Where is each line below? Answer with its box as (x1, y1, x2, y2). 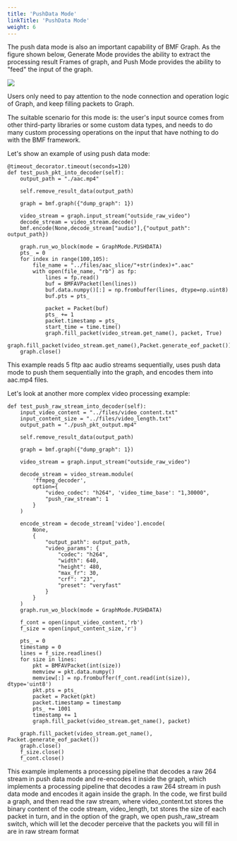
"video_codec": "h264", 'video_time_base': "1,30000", (44, 490, 210, 497)
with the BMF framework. (7, 135, 81, 145)
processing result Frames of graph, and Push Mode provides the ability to (7, 58, 221, 66)
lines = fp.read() (44, 274, 99, 282)
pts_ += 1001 (32, 706, 71, 713)
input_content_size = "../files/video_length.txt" (20, 416, 172, 423)
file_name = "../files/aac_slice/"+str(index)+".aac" (32, 262, 194, 269)
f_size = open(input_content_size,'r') (20, 625, 138, 632)
